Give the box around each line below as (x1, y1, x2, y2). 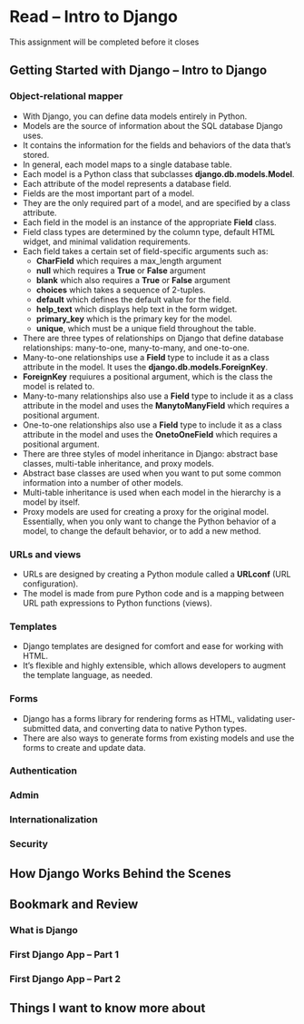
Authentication (9, 764, 77, 777)
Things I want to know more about (9, 1000, 206, 1016)
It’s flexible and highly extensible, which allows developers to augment (22, 660, 286, 671)
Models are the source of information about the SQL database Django (22, 120, 283, 131)
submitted (22, 723, 61, 734)
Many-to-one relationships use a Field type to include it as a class (22, 351, 270, 362)
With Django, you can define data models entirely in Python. (22, 111, 248, 122)
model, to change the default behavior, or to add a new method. (22, 525, 261, 537)
